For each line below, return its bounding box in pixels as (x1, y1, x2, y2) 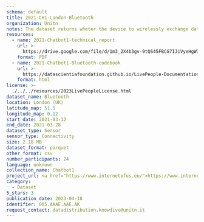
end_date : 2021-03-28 (6, 122, 61, 128)
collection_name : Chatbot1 (6, 167, 75, 173)
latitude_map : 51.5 (6, 105, 56, 111)
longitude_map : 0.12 (6, 111, 59, 117)
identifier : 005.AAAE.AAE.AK (6, 201, 80, 207)
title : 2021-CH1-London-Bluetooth (6, 15, 94, 21)
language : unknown (6, 162, 53, 168)
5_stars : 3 (6, 190, 34, 196)
